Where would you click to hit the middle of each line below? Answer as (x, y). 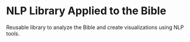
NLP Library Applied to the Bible (86, 11)
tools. (13, 33)
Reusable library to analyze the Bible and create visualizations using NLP (95, 27)
